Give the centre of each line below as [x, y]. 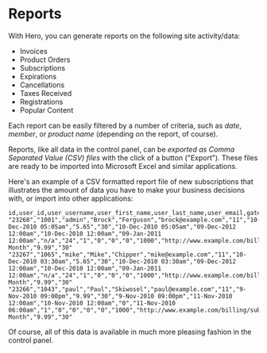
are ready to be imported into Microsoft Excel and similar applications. [123, 166]
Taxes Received [46, 93]
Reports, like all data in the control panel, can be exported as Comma [122, 149]
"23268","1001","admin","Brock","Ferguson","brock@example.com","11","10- [135, 220]
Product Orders [45, 59]
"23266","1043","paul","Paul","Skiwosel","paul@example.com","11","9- [128, 289]
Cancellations [42, 85]
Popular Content [46, 110]
